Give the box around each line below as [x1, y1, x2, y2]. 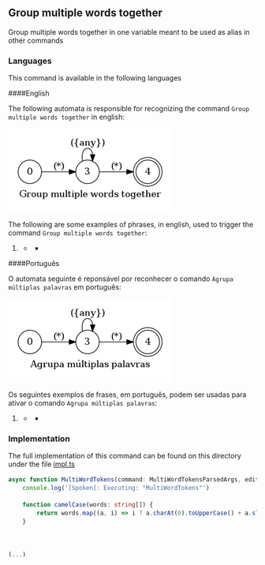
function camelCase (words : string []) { [22, 501, 154, 509]
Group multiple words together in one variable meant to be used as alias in [8, 27, 250, 36]
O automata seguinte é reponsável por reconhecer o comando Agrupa [8, 274, 234, 283]
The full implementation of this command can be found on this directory [8, 451, 242, 461]
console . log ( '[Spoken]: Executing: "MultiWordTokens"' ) [22, 485, 211, 492]
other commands [8, 36, 64, 45]
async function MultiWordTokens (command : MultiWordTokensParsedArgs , [8, 476, 242, 484]
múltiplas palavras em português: [8, 282, 121, 292]
